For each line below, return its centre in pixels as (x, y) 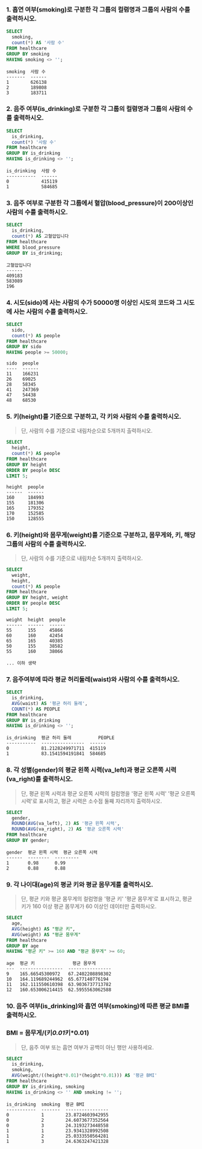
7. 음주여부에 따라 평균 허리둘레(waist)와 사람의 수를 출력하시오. (93, 679)
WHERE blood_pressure (33, 247)
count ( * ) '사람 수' (34, 142)
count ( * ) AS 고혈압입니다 (40, 237)
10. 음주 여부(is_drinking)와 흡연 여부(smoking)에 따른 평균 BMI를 (98, 1006)
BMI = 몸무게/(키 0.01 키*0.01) (48, 1033)
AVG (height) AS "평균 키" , (44, 929)
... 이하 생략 (21, 663)
